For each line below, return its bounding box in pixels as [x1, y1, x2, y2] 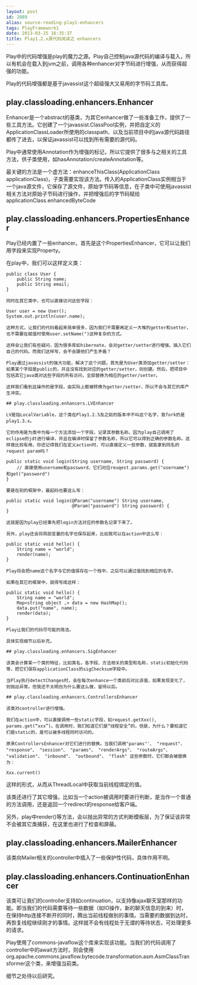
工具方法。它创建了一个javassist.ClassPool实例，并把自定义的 [11, 121, 161, 128]
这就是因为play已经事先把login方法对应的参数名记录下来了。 [6, 519, 135, 525]
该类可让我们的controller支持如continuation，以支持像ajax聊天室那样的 [6, 897, 178, 904]
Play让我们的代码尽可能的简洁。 [6, 627, 74, 633]
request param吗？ [6, 448, 49, 454]
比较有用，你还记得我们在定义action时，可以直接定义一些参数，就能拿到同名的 [14, 442, 180, 448]
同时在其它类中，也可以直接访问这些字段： [6, 298, 94, 303]
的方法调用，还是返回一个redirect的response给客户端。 [6, 800, 141, 807]
